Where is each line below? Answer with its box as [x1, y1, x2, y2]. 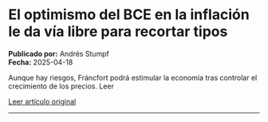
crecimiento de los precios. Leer [8, 81, 114, 91]
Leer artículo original [8, 96, 77, 106]
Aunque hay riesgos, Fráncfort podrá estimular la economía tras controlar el [8, 73, 258, 82]
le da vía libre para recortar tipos [8, 22, 228, 41]
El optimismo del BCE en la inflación [8, 6, 250, 24]
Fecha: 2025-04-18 [8, 57, 73, 67]
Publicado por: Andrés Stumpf [8, 49, 110, 58]
